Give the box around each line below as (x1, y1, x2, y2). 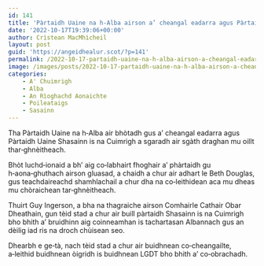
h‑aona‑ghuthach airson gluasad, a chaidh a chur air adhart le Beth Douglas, (8, 168, 255, 178)
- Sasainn (22, 107, 55, 115)
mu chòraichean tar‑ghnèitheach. (8, 186, 116, 194)
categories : (8, 70, 47, 78)
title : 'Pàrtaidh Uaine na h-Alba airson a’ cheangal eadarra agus (8, 19, 234, 27)
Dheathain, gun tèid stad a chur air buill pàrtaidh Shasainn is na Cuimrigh (8, 209, 244, 218)
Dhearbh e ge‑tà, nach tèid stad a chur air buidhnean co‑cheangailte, (8, 241, 232, 250)
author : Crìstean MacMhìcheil (8, 33, 108, 42)
